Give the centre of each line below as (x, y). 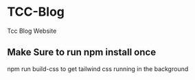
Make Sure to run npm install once (82, 52)
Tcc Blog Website (32, 31)
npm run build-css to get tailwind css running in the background (98, 68)
